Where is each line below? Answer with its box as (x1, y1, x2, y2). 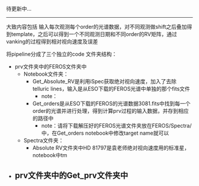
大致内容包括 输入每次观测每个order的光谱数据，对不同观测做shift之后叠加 (6, 23, 187, 30)
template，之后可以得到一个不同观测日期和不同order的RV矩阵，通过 (11, 31, 178, 37)
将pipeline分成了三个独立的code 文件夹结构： (6, 51, 117, 57)
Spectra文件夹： (23, 137, 64, 143)
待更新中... (6, 5, 32, 12)
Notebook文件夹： (23, 70, 69, 77)
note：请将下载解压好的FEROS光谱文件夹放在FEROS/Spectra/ (41, 122, 192, 129)
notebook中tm (32, 152, 68, 158)
